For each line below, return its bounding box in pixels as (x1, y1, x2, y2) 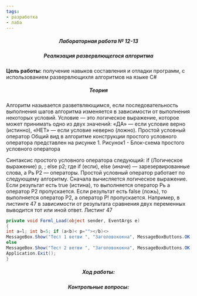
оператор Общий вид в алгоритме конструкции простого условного (6, 132, 177, 140)
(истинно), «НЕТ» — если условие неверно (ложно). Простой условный (6, 127, 186, 134)
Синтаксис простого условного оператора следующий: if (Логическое (6, 156, 183, 164)
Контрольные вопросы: (67, 283, 130, 290)
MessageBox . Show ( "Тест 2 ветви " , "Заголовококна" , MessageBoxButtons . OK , (6, 245, 193, 251)
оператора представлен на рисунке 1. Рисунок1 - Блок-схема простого (6, 139, 185, 146)
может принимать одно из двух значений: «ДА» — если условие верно (6, 120, 186, 127)
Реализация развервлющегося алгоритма (43, 52, 154, 59)
